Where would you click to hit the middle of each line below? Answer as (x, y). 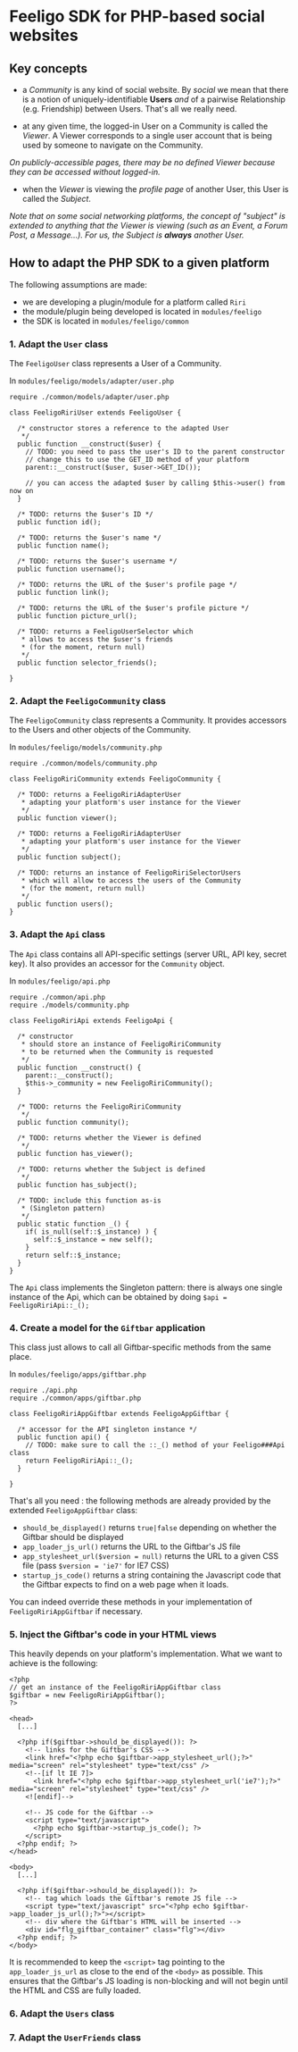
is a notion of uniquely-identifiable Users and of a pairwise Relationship (153, 99)
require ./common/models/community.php (83, 764)
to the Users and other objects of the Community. (100, 730)
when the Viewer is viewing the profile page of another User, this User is (155, 189)
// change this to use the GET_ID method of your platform (137, 460)
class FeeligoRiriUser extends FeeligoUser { (95, 413)
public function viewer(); (67, 818)
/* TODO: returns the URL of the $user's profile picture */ (133, 608)
